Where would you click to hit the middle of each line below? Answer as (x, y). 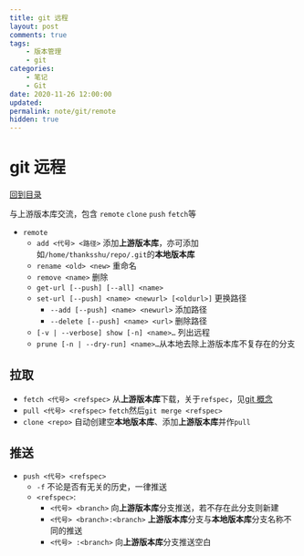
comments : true (38, 35)
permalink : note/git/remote (63, 111)
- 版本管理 (44, 52)
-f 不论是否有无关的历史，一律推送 (101, 486)
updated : (26, 103)
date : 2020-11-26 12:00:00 (61, 94)
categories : (32, 69)
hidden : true (34, 119)
